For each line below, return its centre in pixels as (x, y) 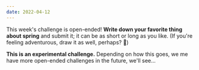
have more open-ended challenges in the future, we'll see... (81, 60)
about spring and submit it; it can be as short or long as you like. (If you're (100, 36)
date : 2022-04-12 (28, 12)
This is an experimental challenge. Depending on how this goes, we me (97, 54)
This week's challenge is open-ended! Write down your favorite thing (94, 29)
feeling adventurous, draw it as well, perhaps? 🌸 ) (68, 42)
